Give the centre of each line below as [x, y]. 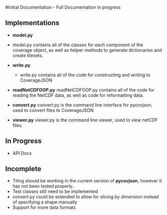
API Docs [22, 153]
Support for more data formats [44, 207]
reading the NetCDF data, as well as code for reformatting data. [78, 95]
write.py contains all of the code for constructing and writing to [85, 75]
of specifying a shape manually [45, 202]
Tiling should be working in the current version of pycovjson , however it [87, 181]
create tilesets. [28, 55]
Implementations [32, 23]
